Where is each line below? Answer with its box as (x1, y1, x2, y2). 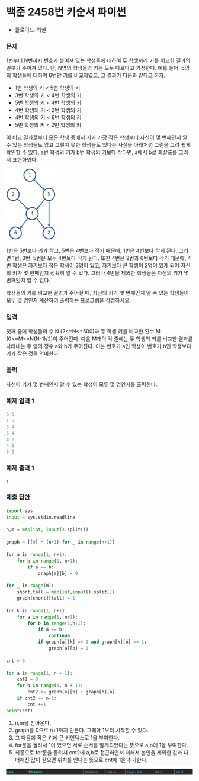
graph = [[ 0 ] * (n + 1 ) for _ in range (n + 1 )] (6, 539, 115, 545)
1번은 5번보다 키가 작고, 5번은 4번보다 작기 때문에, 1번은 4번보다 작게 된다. (6, 247, 178, 255)
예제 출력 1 (6, 464, 34, 473)
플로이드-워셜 (14, 26, 46, 33)
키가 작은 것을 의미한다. (6, 350, 60, 357)
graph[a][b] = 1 (48, 645, 89, 651)
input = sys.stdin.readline (6, 514, 76, 520)
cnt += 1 (27, 701, 46, 708)
